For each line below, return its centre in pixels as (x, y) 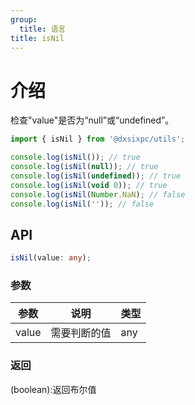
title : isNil (37, 38)
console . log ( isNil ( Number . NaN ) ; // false (98, 194)
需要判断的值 (81, 333)
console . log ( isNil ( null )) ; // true (84, 167)
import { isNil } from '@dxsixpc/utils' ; (98, 139)
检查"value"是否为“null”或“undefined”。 (92, 120)
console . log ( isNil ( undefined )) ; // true (96, 176)
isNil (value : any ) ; (51, 258)
